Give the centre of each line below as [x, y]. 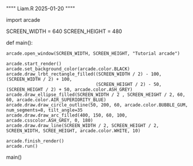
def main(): [19, 43]
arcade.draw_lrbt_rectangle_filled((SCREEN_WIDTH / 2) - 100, [84, 74]
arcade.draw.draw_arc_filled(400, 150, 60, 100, [67, 115]
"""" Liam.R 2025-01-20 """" [41, 9]
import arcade [23, 20]
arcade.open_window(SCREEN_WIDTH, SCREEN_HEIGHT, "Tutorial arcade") [93, 54]
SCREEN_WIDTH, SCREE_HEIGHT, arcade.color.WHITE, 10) [74, 131]
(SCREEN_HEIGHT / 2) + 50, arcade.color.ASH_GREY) [69, 89]
